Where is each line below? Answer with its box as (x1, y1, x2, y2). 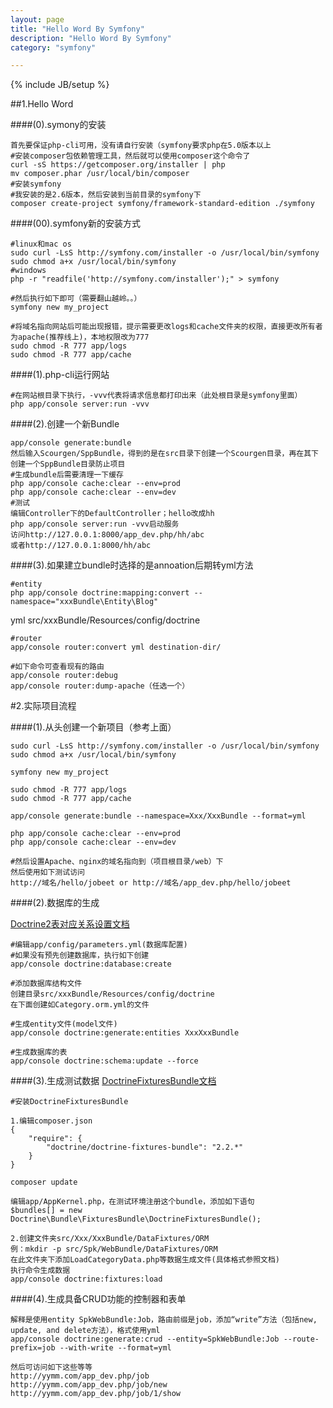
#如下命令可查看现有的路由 (10, 662, 105, 672)
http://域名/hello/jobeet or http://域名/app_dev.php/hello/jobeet (10, 878, 292, 888)
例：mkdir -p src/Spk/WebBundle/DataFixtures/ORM (10, 1244, 218, 1255)
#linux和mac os (10, 239, 72, 250)
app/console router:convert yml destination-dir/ (10, 642, 222, 653)
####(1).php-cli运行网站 (10, 369, 110, 381)
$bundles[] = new (10, 1206, 83, 1216)
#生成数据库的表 (10, 1047, 68, 1058)
